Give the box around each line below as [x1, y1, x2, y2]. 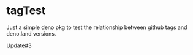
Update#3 [6, 42, 32, 49]
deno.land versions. [6, 30, 56, 37]
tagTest [6, 4, 46, 18]
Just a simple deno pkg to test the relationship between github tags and [6, 24, 187, 31]
